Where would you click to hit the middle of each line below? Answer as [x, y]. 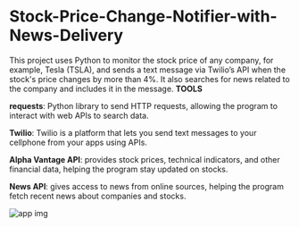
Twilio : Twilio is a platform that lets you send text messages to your [133, 132]
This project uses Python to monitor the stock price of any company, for [141, 60]
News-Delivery [66, 35]
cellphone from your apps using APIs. [78, 142]
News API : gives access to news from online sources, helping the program [146, 186]
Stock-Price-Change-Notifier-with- [144, 17]
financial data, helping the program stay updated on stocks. [119, 169]
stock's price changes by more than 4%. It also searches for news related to [149, 79]
